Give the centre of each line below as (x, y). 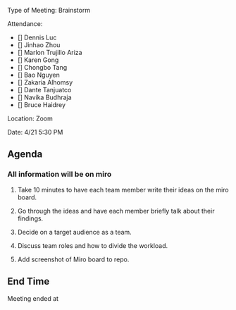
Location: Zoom (30, 118)
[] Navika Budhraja (44, 97)
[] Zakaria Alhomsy (45, 82)
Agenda (25, 154)
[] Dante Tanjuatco (44, 90)
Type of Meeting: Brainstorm (49, 10)
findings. (30, 218)
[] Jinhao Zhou (39, 45)
